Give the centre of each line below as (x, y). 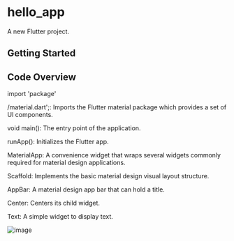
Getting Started (42, 53)
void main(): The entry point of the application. (74, 128)
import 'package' (32, 94)
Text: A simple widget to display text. (60, 217)
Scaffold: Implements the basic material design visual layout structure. (108, 176)
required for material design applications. (66, 163)
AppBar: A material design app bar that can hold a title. (86, 189)
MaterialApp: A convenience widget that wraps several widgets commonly (114, 155)
